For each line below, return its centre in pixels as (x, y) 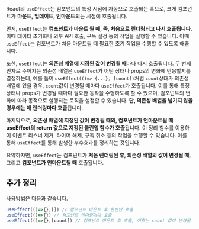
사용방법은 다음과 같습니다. (37, 198)
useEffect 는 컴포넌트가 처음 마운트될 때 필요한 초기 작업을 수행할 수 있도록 (92, 43)
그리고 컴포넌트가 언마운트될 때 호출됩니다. (55, 162)
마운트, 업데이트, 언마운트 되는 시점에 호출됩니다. (72, 16)
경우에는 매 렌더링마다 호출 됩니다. (45, 108)
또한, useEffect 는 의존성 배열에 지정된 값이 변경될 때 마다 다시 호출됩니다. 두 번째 (99, 63)
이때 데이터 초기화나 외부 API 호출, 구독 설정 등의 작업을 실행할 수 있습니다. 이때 (98, 36)
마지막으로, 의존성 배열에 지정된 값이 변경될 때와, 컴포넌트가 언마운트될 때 (90, 120)
